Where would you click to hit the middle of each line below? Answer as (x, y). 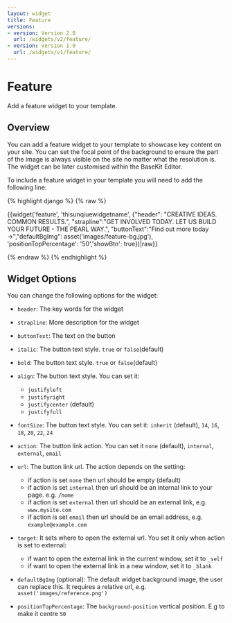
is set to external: (42, 545)
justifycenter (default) (61, 404)
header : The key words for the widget (70, 309)
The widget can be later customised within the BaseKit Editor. (95, 167)
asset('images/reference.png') (62, 594)
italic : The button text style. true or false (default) (90, 349)
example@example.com (57, 525)
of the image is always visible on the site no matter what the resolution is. (112, 159)
